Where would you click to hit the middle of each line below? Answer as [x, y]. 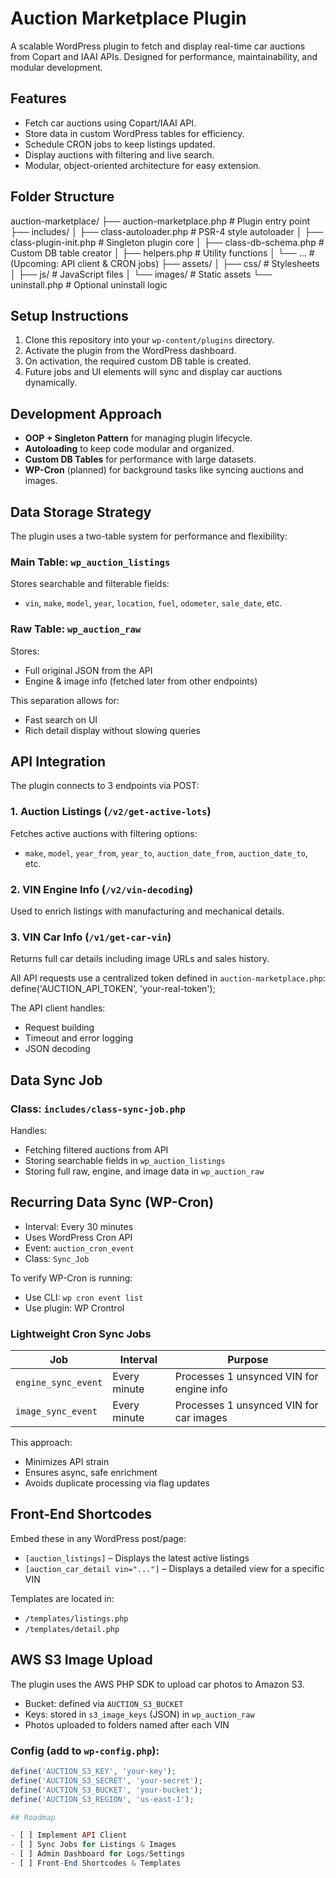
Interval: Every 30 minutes [79, 1226]
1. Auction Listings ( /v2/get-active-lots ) [111, 812]
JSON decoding [57, 1049]
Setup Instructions [69, 315]
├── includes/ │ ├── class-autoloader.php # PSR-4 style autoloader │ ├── [167, 231]
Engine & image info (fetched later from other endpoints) [141, 681]
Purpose [248, 1360]
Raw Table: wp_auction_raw [76, 629]
